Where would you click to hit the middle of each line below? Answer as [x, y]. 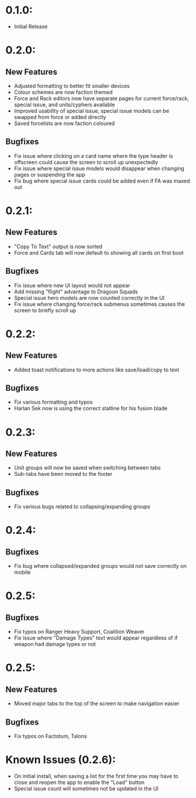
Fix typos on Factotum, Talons [50, 736]
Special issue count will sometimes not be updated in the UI [86, 788]
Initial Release [31, 26]
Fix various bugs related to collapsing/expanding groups [82, 507]
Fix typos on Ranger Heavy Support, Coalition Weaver [79, 632]
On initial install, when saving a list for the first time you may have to [96, 776]
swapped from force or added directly [60, 117]
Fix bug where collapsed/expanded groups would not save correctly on [100, 566]
